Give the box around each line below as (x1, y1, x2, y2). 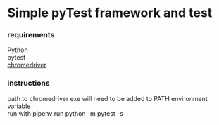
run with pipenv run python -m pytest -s (7, 109, 123, 117)
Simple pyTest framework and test (7, 5, 213, 21)
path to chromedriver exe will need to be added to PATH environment (7, 94, 208, 103)
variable (7, 102, 31, 110)
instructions (7, 79, 51, 88)
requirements (7, 30, 55, 40)
